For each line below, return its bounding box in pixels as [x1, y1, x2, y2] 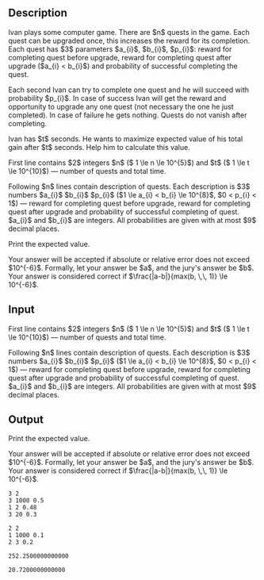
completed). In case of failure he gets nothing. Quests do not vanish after [8, 110, 247, 120]
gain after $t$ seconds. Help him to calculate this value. [8, 142, 190, 152]
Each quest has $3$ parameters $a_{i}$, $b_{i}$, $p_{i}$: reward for [8, 44, 232, 54]
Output [8, 413, 44, 427]
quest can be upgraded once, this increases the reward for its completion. [8, 36, 251, 45]
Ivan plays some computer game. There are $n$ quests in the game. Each [8, 27, 250, 36]
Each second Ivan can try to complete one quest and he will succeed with [8, 85, 250, 94]
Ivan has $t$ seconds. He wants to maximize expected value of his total [8, 134, 243, 144]
